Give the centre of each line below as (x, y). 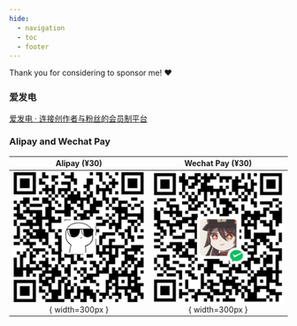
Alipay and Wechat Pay (60, 141)
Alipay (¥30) (79, 163)
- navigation (41, 28)
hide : (19, 19)
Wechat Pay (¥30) (218, 163)
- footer (33, 47)
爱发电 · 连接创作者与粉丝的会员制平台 (78, 118)
